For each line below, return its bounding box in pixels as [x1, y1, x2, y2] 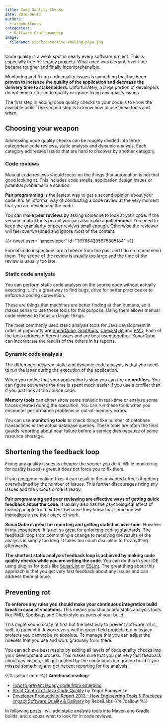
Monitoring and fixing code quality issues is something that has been [5, 73, 147, 80]
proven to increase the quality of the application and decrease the [5, 79, 144, 85]
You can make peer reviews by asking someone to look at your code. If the [5, 212, 159, 218]
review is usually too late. [5, 258, 57, 264]
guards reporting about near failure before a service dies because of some [5, 428, 158, 434]
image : [5, 35, 19, 40]
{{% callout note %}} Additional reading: [5, 673, 89, 679]
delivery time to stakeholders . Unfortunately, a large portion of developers [5, 84, 159, 90]
